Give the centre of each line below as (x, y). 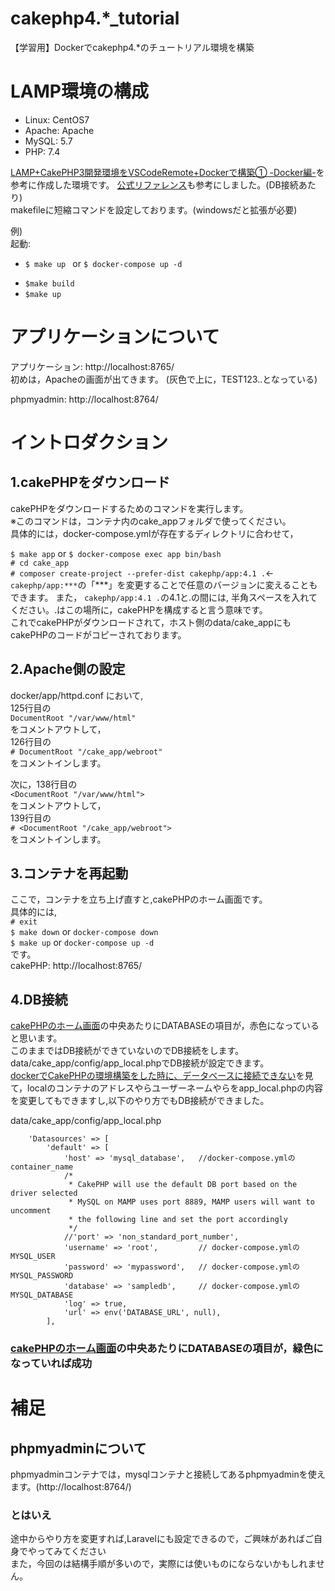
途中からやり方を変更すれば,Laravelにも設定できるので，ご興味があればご (162, 1539)
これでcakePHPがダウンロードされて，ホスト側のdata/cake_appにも (151, 622)
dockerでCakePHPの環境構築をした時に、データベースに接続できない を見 (162, 1076)
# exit (24, 922)
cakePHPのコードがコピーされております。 (98, 634)
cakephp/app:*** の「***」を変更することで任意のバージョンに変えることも (164, 584)
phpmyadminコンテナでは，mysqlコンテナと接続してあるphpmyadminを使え (168, 1474)
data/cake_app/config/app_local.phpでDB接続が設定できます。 (140, 1063)
